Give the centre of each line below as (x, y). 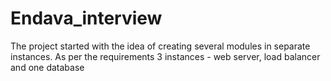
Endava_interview (86, 18)
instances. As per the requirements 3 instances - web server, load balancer (165, 56)
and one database (47, 67)
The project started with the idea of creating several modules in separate (160, 46)
